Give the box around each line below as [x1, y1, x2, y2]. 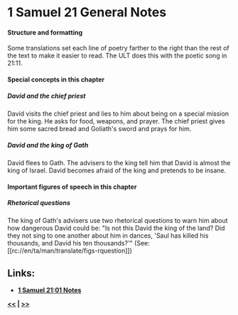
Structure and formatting [7, 28, 83, 36]
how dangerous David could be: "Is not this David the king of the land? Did [7, 224, 225, 233]
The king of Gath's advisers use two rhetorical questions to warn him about [7, 216, 229, 225]
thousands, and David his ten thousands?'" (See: [7, 239, 151, 248]
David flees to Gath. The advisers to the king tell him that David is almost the [7, 158, 231, 167]
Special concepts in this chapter [7, 75, 105, 84]
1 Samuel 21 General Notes [7, 4, 167, 21]
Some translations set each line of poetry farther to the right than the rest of [7, 44, 229, 52]
